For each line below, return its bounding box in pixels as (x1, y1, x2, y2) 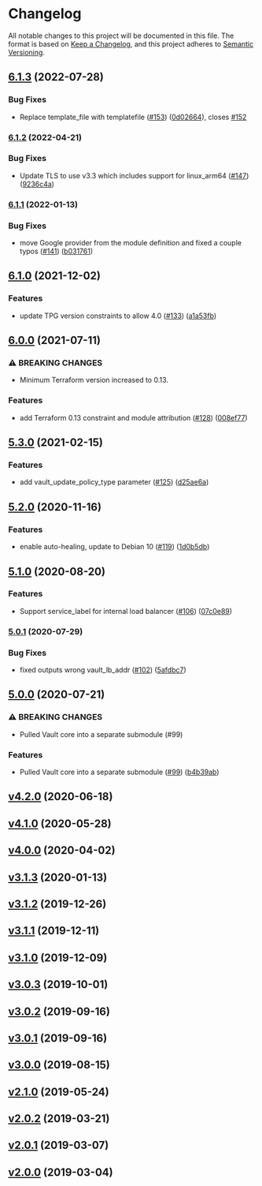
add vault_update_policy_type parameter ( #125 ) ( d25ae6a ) (19, 477, 209, 487)
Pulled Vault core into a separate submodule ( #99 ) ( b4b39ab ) (19, 767, 220, 776)
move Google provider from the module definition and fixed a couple (19, 238, 242, 248)
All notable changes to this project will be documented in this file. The (8, 31, 234, 40)
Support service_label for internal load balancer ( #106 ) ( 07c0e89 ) (19, 606, 233, 615)
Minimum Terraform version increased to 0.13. (19, 376, 169, 385)
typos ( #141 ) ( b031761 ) (19, 246, 94, 256)
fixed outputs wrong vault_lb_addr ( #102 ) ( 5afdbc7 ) (19, 665, 186, 675)
